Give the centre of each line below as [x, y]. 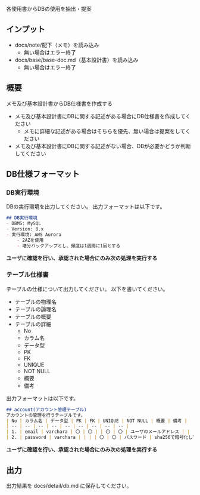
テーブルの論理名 [35, 309]
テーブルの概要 [33, 316]
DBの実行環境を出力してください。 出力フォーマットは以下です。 [86, 207]
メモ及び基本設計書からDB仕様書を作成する [60, 103]
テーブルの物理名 [35, 302]
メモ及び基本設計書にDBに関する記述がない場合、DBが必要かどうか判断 [103, 146]
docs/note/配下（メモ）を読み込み [57, 45]
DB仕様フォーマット [43, 174]
